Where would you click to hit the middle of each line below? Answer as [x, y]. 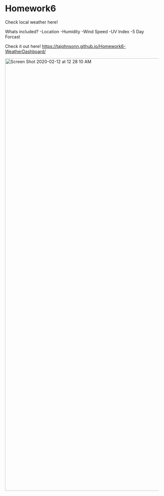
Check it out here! [23, 46]
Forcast [13, 37]
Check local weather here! [31, 22]
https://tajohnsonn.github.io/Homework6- [84, 46]
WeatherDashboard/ [26, 51]
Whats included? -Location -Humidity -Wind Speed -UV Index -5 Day [75, 31]
